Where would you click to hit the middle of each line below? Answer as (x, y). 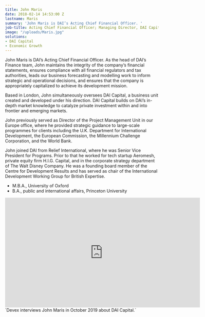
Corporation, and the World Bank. (39, 141)
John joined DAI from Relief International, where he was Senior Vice (73, 150)
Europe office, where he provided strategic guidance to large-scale (73, 125)
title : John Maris (24, 10)
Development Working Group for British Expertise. (55, 176)
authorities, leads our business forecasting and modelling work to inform (78, 75)
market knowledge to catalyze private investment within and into (83, 105)
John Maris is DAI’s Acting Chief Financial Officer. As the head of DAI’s (76, 59)
